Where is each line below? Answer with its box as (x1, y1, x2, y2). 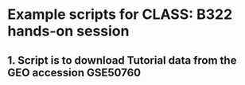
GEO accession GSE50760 (7, 65, 141, 79)
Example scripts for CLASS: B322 (7, 6, 233, 24)
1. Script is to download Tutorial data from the (7, 54, 237, 67)
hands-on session (7, 22, 130, 40)
